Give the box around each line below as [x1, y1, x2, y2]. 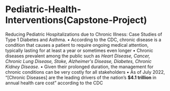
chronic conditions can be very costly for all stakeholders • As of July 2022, [5, 69, 165, 75]
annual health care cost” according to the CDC [5, 80, 103, 86]
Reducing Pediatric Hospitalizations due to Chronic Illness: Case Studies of [5, 31, 162, 37]
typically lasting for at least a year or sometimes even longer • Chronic [5, 47, 154, 53]
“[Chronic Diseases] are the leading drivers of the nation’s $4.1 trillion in [5, 74, 157, 80]
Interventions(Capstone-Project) [5, 14, 148, 26]
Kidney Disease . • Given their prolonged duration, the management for [5, 64, 154, 70]
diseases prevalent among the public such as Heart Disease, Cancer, [5, 52, 150, 59]
